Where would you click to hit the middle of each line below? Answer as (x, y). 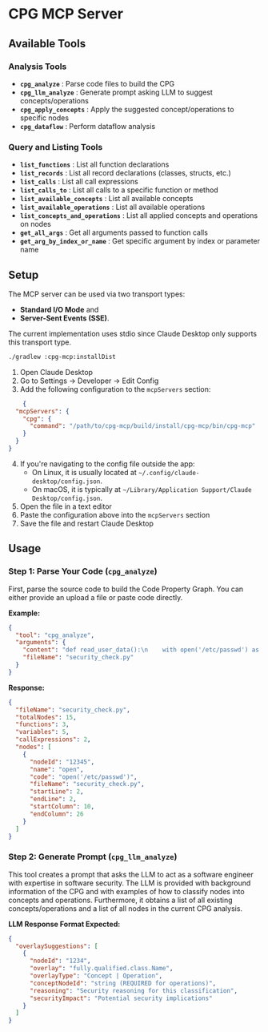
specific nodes (44, 118)
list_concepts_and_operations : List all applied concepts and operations (139, 216)
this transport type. (40, 342)
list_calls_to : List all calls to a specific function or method (119, 190)
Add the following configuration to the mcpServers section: (115, 389)
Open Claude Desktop (56, 372)
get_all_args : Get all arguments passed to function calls (114, 232)
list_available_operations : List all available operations (112, 207)
